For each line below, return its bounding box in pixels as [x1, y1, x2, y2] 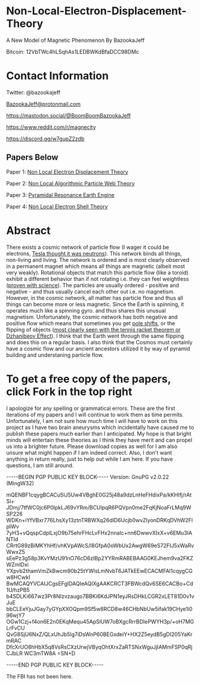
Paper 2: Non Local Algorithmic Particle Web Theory [6, 180, 136, 187]
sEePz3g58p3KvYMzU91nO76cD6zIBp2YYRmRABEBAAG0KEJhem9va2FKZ [6, 554, 193, 561]
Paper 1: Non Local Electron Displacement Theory [6, 168, 128, 175]
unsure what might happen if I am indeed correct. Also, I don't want [6, 449, 172, 456]
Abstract [6, 224, 51, 237]
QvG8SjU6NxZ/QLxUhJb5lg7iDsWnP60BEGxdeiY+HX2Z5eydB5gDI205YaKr [6, 631, 193, 638]
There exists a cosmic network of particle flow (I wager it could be [6, 243, 170, 251]
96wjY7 [6, 612, 25, 619]
